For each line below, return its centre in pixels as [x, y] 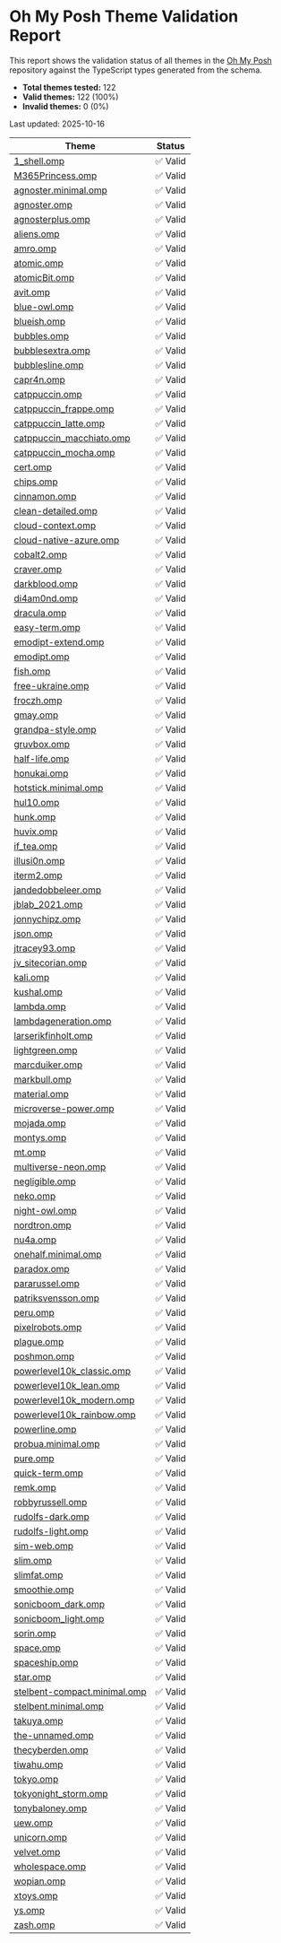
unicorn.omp [40, 1837]
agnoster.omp [43, 205]
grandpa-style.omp [55, 729]
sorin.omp [35, 1633]
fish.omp [32, 671]
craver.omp [38, 569]
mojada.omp [40, 1123]
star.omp [33, 1677]
